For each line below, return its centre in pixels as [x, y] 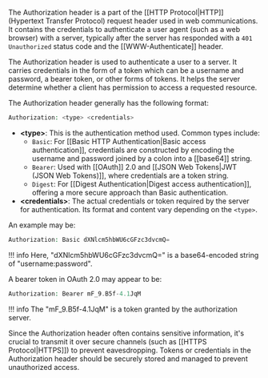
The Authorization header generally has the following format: [109, 103]
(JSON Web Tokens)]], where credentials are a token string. [130, 175]
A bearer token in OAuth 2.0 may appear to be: [85, 279]
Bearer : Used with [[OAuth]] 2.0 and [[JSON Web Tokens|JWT [134, 167]
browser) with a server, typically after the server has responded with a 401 [130, 38]
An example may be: [42, 225]
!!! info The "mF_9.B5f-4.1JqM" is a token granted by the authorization [123, 309]
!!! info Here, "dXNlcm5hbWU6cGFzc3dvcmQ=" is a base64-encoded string [134, 255]
